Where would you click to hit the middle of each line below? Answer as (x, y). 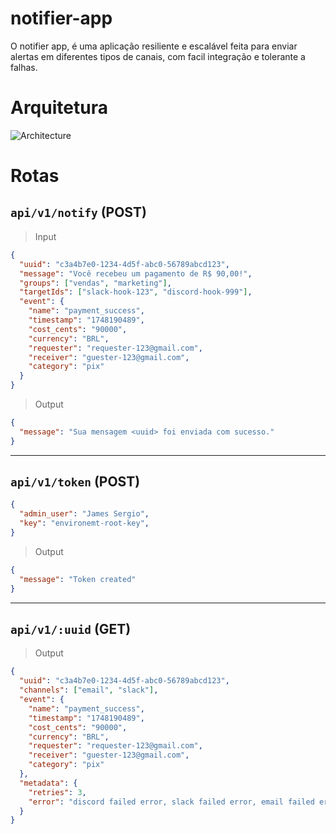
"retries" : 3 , (57, 792)
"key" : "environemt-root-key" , (84, 523)
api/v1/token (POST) (75, 482)
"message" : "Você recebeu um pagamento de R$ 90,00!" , (136, 273)
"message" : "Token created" (78, 579)
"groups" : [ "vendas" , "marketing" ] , (95, 283)
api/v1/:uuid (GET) (71, 628)
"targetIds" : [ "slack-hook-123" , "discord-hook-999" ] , (136, 292)
